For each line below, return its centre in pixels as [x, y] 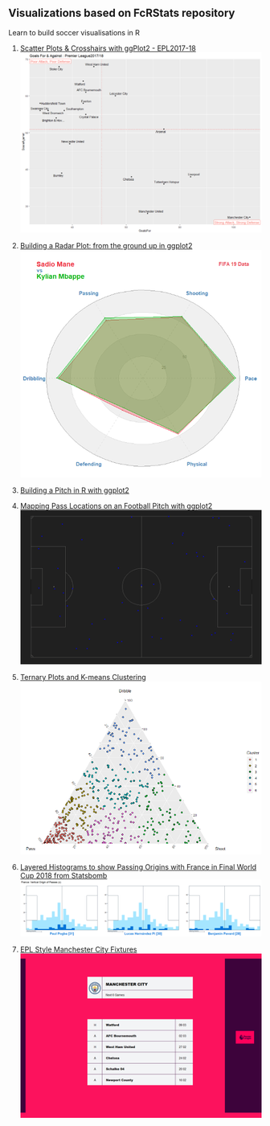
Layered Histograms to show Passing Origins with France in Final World [138, 867]
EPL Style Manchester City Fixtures [78, 950]
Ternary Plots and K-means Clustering [83, 678]
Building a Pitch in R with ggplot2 [75, 490]
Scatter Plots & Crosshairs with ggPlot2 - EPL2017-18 [108, 48]
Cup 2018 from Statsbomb [63, 876]
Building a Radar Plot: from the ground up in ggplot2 [106, 245]
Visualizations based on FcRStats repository [122, 13]
